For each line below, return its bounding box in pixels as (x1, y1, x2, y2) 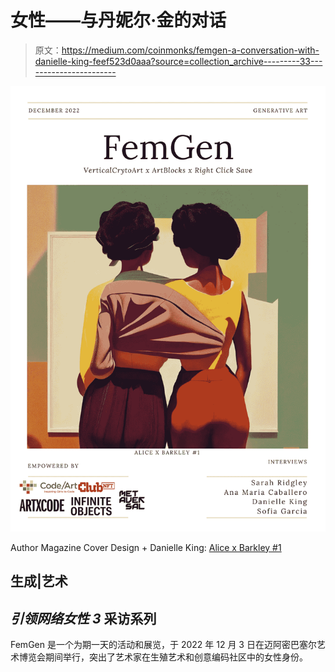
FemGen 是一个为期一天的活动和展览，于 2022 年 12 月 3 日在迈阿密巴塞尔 (10, 638, 317, 650)
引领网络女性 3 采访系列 (10, 610, 157, 627)
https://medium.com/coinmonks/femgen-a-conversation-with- (61, 44, 320, 56)
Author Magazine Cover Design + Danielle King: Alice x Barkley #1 (10, 541, 282, 553)
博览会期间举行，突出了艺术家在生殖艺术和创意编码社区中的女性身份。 (18, 651, 308, 663)
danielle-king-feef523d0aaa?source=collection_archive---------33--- (34, 55, 323, 67)
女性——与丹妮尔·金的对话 (10, 9, 227, 32)
